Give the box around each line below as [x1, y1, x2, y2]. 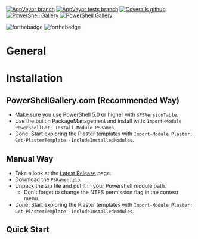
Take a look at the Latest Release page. [14, 170, 112, 176]
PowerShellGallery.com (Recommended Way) [6, 95, 180, 105]
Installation [6, 72, 63, 85]
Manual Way [6, 154, 54, 164]
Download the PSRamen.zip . [14, 176, 82, 183]
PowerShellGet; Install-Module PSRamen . [14, 124, 116, 131]
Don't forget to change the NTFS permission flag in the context [23, 188, 179, 195]
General [6, 45, 47, 58]
